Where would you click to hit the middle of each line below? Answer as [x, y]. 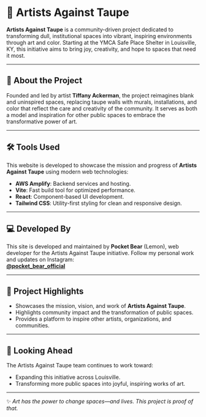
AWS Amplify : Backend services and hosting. [73, 183]
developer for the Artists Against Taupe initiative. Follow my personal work [100, 253]
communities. [32, 326]
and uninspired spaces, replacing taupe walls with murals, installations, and [102, 102]
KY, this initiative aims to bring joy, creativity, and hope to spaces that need [101, 49]
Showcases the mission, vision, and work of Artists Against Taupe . [100, 306]
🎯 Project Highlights [45, 291]
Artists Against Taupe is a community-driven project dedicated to [90, 29]
